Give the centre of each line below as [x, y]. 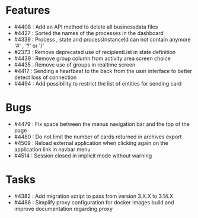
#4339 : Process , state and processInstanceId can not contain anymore [102, 39]
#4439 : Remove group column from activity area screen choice [92, 58]
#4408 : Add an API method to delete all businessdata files [86, 27]
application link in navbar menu [52, 149]
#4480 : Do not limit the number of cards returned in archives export [98, 137]
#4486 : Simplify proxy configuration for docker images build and [94, 202]
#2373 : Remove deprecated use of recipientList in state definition [95, 52]
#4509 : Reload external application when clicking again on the [91, 143]
